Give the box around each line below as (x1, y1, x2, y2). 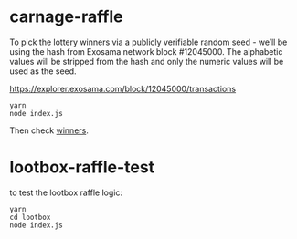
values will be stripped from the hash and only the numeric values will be (9, 56, 284, 67)
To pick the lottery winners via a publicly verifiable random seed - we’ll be (9, 36, 288, 47)
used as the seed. (9, 66, 77, 77)
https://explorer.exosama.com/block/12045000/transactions (9, 83, 236, 94)
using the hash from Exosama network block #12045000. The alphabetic (9, 46, 283, 57)
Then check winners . (9, 125, 90, 136)
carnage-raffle (9, 6, 123, 27)
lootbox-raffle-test (9, 157, 155, 178)
